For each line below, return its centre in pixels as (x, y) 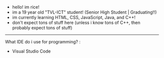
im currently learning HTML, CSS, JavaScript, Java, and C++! (74, 17)
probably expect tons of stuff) (42, 28)
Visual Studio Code (31, 51)
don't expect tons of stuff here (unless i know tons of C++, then (76, 22)
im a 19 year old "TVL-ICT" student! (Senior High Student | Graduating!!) (84, 12)
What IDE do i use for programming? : (43, 42)
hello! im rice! (26, 7)
